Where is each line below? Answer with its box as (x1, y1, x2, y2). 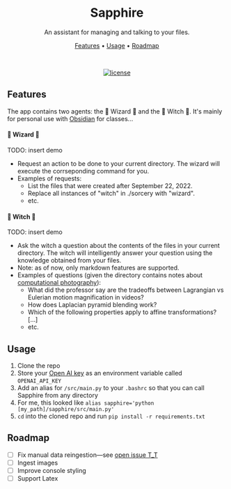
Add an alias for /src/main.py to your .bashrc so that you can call (17, 383, 205, 391)
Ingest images (17, 458, 58, 467)
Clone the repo (17, 361, 61, 370)
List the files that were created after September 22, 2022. (27, 181, 193, 189)
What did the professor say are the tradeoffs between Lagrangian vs (27, 286, 224, 294)
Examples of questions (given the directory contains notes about (17, 271, 203, 279)
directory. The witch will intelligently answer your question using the (17, 249, 213, 257)
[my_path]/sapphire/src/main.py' (17, 405, 115, 412)
